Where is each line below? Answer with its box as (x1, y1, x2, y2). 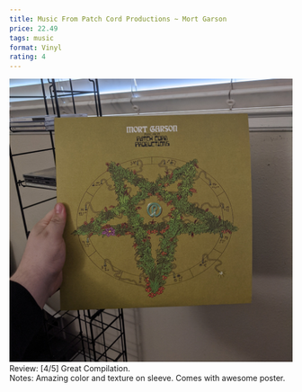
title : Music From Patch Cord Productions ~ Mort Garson (9, 14, 227, 23)
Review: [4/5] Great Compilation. (9, 363, 130, 374)
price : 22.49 (9, 23, 58, 33)
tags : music (9, 33, 54, 42)
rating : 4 (9, 52, 47, 62)
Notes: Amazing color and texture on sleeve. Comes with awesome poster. (9, 373, 286, 384)
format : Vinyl (9, 43, 63, 52)
